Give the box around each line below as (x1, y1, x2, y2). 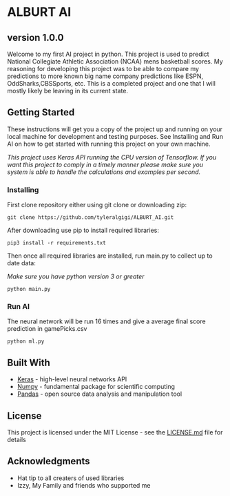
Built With (7, 356, 50, 368)
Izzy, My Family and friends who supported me (17, 481, 151, 489)
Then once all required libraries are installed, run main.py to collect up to (7, 251, 213, 260)
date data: (7, 259, 36, 267)
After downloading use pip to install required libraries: (7, 226, 160, 235)
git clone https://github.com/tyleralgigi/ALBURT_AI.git (7, 214, 174, 221)
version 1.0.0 (7, 32, 64, 44)
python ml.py (7, 338, 45, 345)
